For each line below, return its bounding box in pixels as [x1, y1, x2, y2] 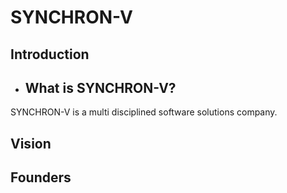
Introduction [10, 46, 90, 63]
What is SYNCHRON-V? [24, 79, 177, 96]
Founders [10, 169, 72, 186]
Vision [10, 135, 52, 152]
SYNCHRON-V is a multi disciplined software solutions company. [10, 106, 278, 118]
